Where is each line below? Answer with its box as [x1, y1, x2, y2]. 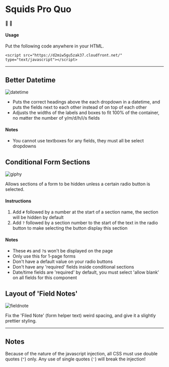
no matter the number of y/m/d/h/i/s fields [12, 115, 100, 121]
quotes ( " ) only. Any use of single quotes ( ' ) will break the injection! [5, 356, 146, 362]
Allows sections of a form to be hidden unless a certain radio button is [5, 181, 150, 187]
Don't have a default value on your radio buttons [12, 258, 113, 265]
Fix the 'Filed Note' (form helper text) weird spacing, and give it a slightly [5, 312, 156, 319]
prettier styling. [5, 318, 37, 324]
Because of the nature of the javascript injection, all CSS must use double [5, 351, 158, 356]
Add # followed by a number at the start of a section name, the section [12, 209, 158, 215]
